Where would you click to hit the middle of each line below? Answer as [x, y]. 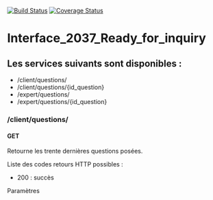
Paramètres [23, 191]
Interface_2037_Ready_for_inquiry [107, 38]
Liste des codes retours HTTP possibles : [65, 164]
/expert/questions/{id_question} [62, 102]
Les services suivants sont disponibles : [95, 63]
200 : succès [36, 177]
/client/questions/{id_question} [61, 87]
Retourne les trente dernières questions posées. [75, 151]
